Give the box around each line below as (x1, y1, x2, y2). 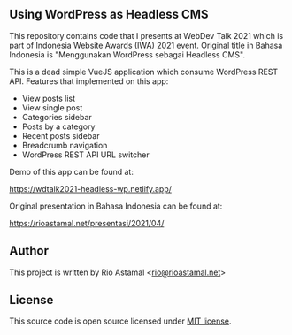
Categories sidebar (21, 111, 93, 122)
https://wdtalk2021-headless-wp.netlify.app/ (9, 183, 173, 194)
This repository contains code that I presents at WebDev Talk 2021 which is (9, 30, 284, 41)
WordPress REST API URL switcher (21, 149, 150, 160)
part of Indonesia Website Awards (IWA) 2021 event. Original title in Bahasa (9, 40, 283, 50)
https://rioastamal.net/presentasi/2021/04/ (9, 217, 165, 228)
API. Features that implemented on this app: (9, 75, 169, 87)
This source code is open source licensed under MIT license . (9, 316, 232, 326)
